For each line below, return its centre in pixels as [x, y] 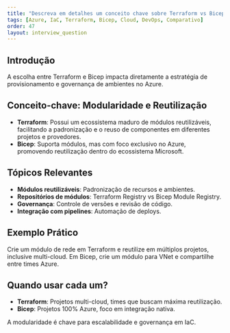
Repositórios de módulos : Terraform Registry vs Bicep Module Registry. [119, 197]
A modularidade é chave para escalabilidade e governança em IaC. [102, 322]
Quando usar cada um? [57, 285]
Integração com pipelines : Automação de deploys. [89, 211]
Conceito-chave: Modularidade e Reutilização [107, 106]
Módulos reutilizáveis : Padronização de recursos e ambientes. [106, 189]
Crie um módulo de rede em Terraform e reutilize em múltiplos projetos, [108, 249]
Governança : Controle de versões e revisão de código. [95, 203]
